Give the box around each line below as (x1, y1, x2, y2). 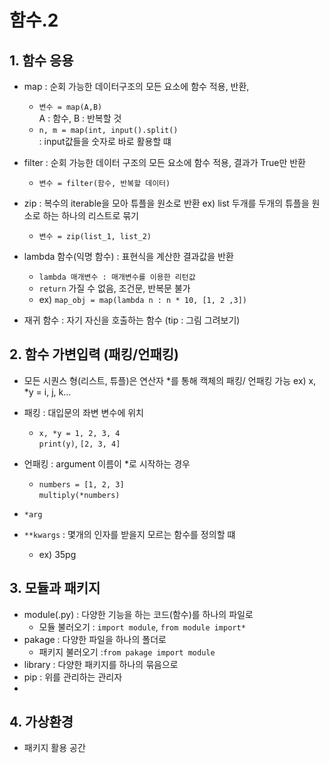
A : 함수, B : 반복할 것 (38, 112, 122, 124)
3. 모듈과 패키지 (9, 580, 101, 597)
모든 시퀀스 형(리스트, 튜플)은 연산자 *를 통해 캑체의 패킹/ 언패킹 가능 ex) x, (23, 374, 317, 386)
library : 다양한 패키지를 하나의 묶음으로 (23, 658, 179, 670)
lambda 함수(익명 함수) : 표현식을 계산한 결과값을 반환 (23, 251, 234, 262)
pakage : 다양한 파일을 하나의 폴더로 (23, 633, 167, 645)
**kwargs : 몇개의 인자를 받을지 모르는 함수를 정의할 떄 (23, 528, 236, 540)
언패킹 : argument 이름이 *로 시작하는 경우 (23, 457, 191, 470)
